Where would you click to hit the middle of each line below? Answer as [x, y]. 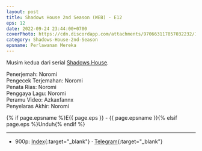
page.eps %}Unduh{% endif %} [46, 124]
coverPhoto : [21, 34]
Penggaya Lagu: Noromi [36, 93]
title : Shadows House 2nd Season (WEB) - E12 [64, 17]
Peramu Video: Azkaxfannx [40, 99]
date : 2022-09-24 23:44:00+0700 [47, 29]
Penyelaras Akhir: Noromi [38, 106]
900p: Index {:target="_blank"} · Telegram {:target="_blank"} [89, 141]
